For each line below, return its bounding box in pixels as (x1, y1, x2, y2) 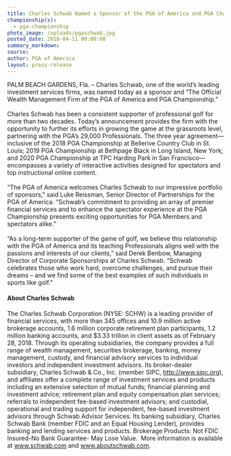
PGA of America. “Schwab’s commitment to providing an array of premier (7, 197, 214, 206)
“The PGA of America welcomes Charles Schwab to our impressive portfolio (7, 183, 223, 191)
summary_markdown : (7, 42, 60, 49)
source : (7, 49, 30, 56)
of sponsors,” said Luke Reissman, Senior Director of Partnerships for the (7, 190, 214, 199)
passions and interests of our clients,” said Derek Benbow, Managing (7, 249, 202, 257)
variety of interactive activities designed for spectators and (53, 161, 221, 169)
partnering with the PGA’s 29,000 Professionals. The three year (7, 132, 186, 140)
